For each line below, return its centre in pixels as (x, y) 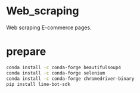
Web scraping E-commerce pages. (49, 27)
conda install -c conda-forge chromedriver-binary (70, 79)
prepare (26, 52)
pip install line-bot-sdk (38, 84)
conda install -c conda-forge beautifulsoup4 (63, 67)
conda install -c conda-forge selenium (56, 73)
